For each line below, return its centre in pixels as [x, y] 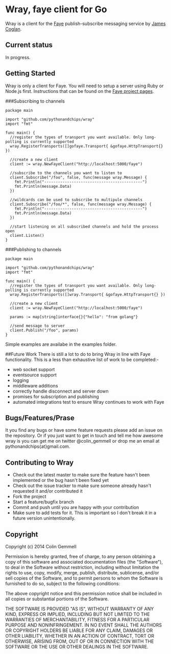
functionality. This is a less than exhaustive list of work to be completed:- [82, 359]
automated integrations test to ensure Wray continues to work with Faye [88, 402]
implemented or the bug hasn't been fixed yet [60, 480]
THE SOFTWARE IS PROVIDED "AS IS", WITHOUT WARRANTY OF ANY [80, 609]
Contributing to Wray [40, 462]
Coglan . [14, 29]
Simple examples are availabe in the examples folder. [61, 344]
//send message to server [38, 326]
